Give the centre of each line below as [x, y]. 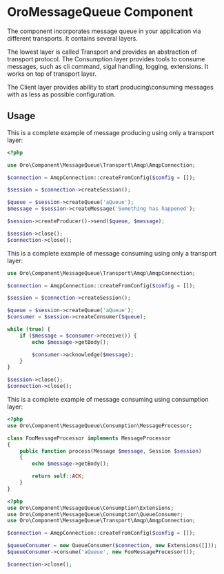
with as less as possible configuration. [61, 94]
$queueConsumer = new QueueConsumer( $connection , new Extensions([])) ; [112, 546]
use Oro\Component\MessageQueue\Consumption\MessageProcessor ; [100, 426]
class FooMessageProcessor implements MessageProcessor [89, 438]
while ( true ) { [29, 329]
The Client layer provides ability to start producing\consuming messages [110, 87]
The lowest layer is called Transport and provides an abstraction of [102, 52]
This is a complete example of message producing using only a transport [111, 132]
